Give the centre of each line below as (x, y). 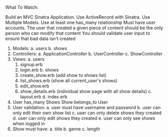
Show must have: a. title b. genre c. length (56, 129)
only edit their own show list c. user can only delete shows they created (87, 113)
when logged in (29, 124)
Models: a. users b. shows (40, 48)
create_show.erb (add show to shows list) (63, 75)
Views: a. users (28, 59)
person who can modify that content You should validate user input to (78, 33)
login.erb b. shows (39, 70)
